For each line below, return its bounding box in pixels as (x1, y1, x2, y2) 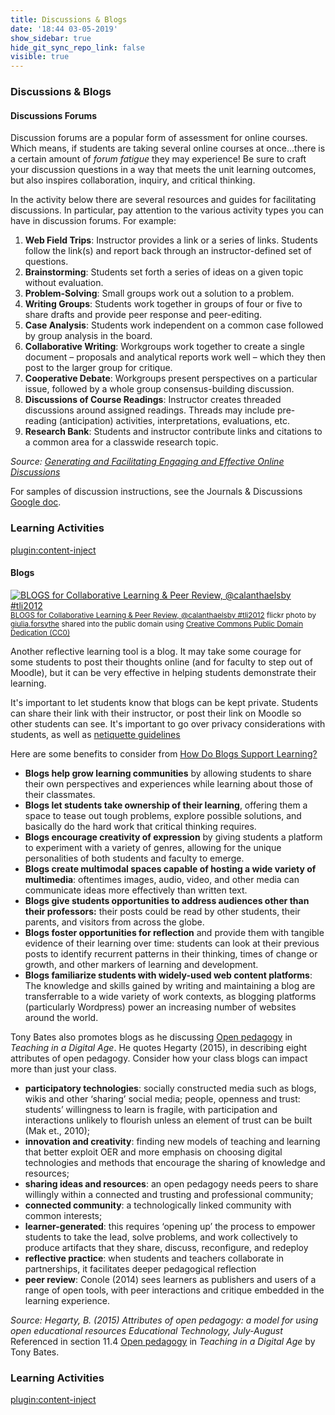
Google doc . (10, 496, 62, 508)
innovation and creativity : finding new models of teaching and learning (24, 1135, 321, 1147)
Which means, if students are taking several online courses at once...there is (10, 142, 326, 155)
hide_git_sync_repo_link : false (10, 42, 145, 53)
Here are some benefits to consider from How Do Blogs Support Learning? (10, 747, 318, 760)
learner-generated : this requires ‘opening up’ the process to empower (24, 1220, 316, 1232)
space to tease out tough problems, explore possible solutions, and (24, 809, 302, 821)
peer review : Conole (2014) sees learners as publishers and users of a (24, 1273, 317, 1285)
